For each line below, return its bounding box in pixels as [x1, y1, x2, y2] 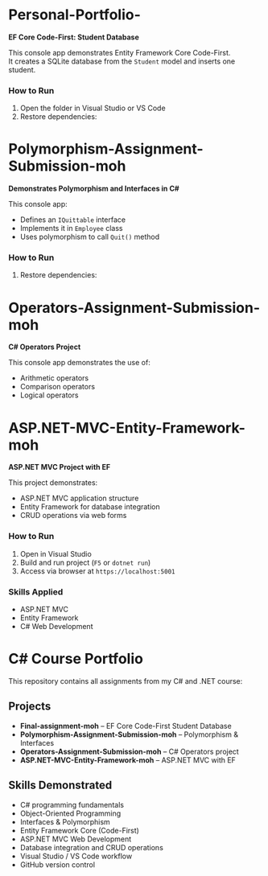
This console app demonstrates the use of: [8, 358, 150, 368]
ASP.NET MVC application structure [19, 493, 139, 504]
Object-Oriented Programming [19, 808, 122, 818]
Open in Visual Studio [19, 549, 93, 558]
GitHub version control [19, 859, 95, 870]
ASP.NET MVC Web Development [19, 834, 132, 844]
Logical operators [19, 390, 79, 400]
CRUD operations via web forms [19, 511, 127, 520]
